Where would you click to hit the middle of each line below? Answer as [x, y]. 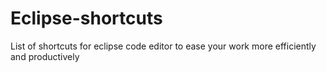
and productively [45, 56]
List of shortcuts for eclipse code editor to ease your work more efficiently [163, 46]
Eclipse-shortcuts [86, 18]
